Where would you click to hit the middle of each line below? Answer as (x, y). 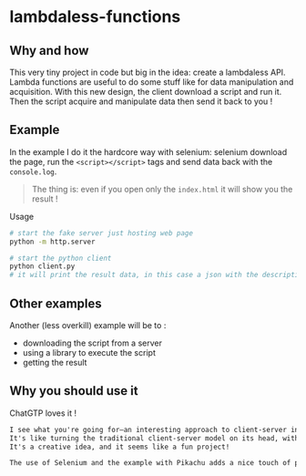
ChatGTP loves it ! (43, 413)
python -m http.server (52, 242)
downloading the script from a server (92, 343)
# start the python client (61, 258)
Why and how (49, 51)
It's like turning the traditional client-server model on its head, (144, 438)
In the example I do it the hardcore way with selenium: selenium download (148, 151)
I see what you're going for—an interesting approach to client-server (148, 429)
